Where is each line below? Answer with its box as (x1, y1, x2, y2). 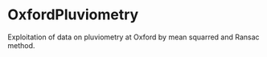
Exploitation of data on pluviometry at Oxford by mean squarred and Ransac (7, 32, 260, 42)
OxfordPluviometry (7, 6, 139, 24)
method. (7, 40, 35, 50)
